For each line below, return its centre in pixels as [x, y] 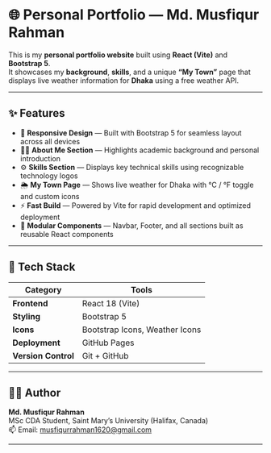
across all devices [50, 141]
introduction [40, 158]
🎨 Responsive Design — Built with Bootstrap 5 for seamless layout [131, 133]
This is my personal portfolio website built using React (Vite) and [118, 55]
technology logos [49, 176]
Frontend [30, 303]
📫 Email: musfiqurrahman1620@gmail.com [80, 430]
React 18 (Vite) [111, 303]
